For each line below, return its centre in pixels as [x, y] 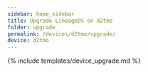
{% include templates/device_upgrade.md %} [74, 61]
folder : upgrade [31, 27]
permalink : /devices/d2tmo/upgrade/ [62, 34]
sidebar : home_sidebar [41, 14]
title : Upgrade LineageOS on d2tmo [60, 21]
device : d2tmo [28, 41]
